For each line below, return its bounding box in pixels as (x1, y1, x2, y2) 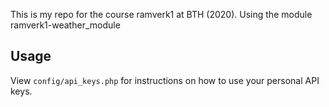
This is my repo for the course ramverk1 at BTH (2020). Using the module (10, 9, 313, 20)
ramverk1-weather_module (10, 19, 121, 31)
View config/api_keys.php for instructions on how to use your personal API (10, 74, 320, 86)
